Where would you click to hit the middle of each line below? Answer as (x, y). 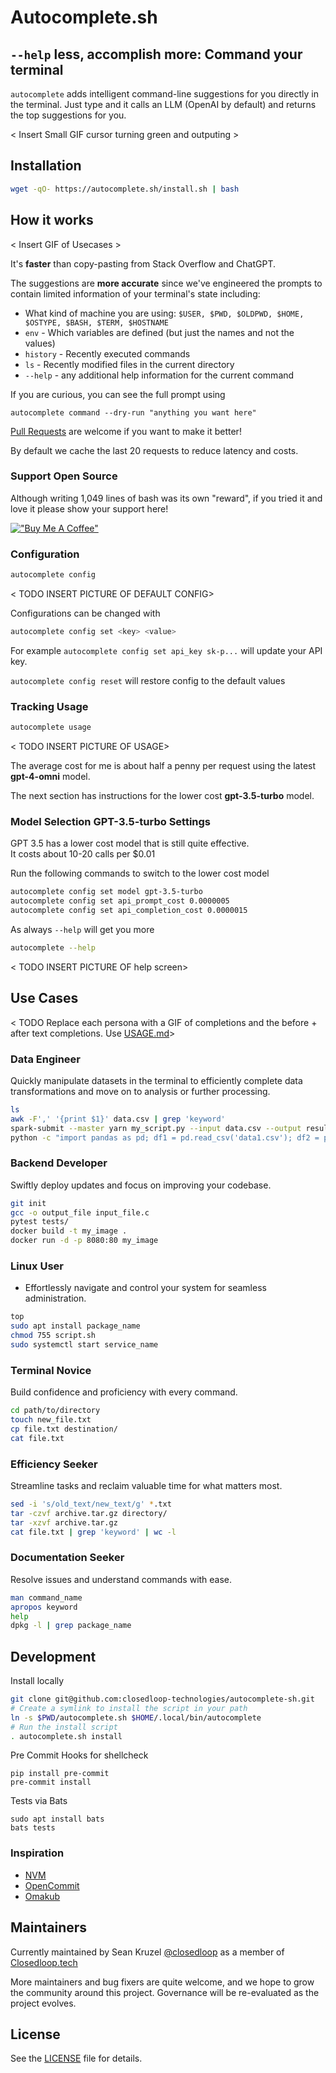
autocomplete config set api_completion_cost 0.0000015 (129, 911)
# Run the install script (64, 1727)
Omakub (42, 1896)
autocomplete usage (51, 727)
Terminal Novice (51, 1370)
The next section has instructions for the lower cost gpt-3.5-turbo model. (162, 796)
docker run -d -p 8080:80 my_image (84, 1241)
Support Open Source (64, 476)
